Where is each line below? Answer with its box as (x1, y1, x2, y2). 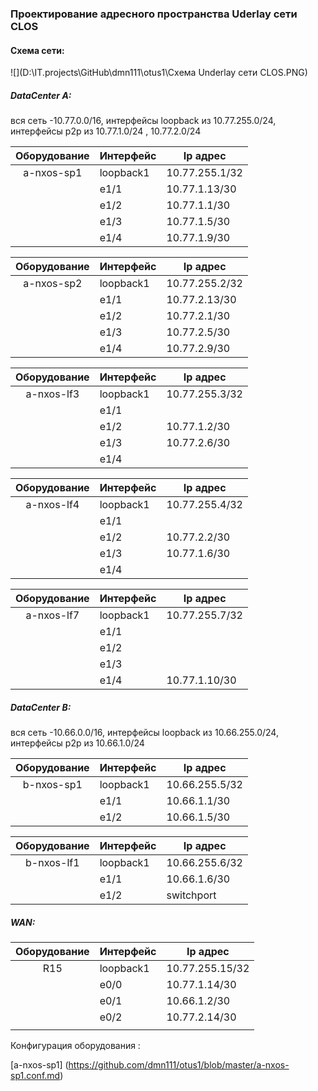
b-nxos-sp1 (22, 778, 83, 792)
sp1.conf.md (10, 1070, 61, 1082)
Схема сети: (10, 44, 65, 56)
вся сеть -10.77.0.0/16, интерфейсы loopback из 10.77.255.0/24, (10, 115, 277, 127)
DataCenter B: (10, 701, 72, 713)
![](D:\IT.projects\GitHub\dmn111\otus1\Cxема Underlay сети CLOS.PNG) (10, 67, 308, 79)
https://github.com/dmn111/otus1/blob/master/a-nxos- (68, 1059, 290, 1071)
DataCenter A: (10, 89, 72, 101)
